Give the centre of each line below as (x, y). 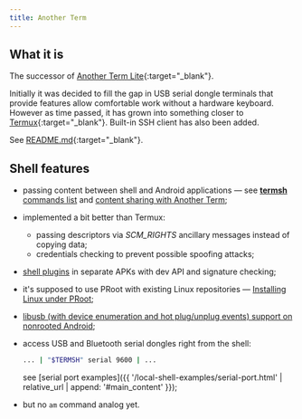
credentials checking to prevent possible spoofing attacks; (145, 254)
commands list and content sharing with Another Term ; (125, 200)
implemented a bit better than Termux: (94, 217)
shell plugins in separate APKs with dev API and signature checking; (149, 271)
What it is (37, 55)
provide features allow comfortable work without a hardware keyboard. (142, 103)
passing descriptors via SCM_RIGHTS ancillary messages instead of (163, 235)
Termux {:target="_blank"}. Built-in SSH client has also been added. (134, 122)
